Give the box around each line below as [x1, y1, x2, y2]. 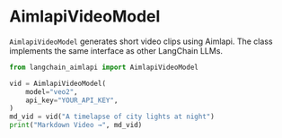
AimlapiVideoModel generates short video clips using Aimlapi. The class [9, 36, 273, 47]
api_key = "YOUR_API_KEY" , [25, 96, 119, 105]
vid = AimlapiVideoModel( [9, 79, 106, 88]
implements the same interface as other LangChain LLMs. [9, 45, 223, 56]
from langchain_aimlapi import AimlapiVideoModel [9, 63, 199, 72]
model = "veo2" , [25, 87, 78, 96]
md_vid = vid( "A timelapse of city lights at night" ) [9, 112, 216, 122]
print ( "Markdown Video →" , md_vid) [9, 121, 143, 130]
